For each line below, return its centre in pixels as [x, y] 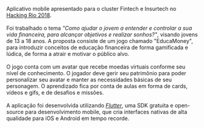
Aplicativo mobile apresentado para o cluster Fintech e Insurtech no [91, 9]
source [15, 112]
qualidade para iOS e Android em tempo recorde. [68, 118]
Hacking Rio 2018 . [29, 15]
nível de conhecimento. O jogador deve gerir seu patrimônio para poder [97, 73]
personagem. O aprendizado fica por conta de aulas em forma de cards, [97, 86]
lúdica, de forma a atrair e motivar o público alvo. [68, 54]
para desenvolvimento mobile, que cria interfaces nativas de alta [106, 112]
